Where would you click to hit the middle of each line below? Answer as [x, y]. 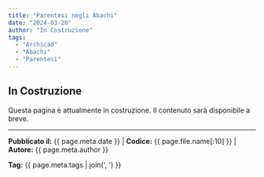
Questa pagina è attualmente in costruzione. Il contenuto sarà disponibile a [129, 110]
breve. [18, 118]
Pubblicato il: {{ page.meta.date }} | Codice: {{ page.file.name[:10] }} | [123, 141]
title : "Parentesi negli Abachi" [63, 15]
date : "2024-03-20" [40, 23]
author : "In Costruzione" [50, 30]
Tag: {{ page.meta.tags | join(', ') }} [65, 164]
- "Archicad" [37, 45]
